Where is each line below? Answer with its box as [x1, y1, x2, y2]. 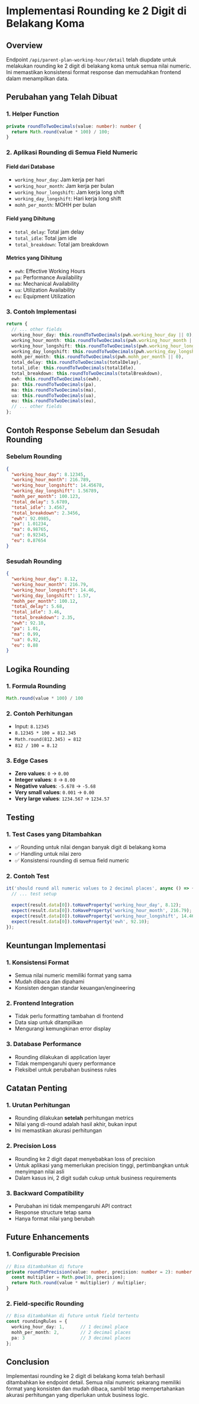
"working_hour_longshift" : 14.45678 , [11, 482, 105, 488]
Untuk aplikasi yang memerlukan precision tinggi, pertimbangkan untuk [14, 1162, 189, 1169]
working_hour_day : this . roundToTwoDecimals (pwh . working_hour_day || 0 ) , [11, 332, 195, 338]
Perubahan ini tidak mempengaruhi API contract [14, 1202, 132, 1210]
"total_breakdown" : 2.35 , [11, 615, 76, 621]
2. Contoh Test [6, 872, 49, 881]
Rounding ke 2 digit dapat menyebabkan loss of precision [14, 1155, 155, 1162]
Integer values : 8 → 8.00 [14, 776, 76, 783]
